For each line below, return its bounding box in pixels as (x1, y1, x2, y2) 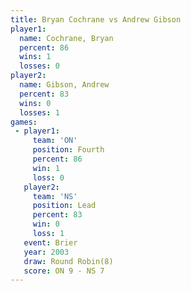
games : (10, 117, 38, 127)
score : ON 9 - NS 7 (23, 266, 105, 276)
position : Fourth (32, 145, 105, 155)
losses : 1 (19, 107, 60, 118)
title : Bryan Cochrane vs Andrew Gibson (10, 14, 182, 25)
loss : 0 (32, 172, 65, 183)
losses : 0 (19, 61, 60, 71)
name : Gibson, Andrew (19, 80, 110, 90)
